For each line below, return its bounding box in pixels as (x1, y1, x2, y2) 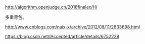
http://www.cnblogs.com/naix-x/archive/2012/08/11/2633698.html (5, 24, 140, 30)
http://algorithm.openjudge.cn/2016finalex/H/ (5, 4, 97, 10)
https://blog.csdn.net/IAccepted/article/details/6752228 (5, 34, 120, 39)
